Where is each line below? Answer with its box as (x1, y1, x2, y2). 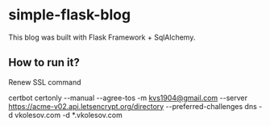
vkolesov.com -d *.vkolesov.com (15, 110, 123, 120)
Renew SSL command (8, 77, 81, 86)
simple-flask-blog (8, 6, 131, 24)
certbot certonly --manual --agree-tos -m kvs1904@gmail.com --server (8, 93, 248, 103)
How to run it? (8, 56, 81, 69)
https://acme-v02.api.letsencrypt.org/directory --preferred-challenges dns (8, 101, 258, 111)
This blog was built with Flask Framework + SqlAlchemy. (8, 32, 196, 42)
